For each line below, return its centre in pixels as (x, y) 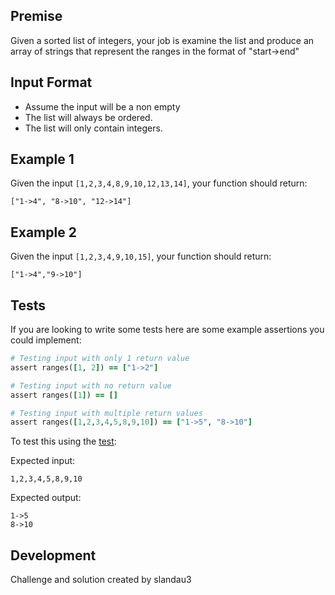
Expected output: (46, 498)
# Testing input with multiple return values (106, 413)
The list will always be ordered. (88, 117)
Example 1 (42, 159)
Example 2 (43, 232)
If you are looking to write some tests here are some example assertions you (167, 330)
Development (53, 555)
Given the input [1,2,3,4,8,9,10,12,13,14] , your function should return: (159, 183)
